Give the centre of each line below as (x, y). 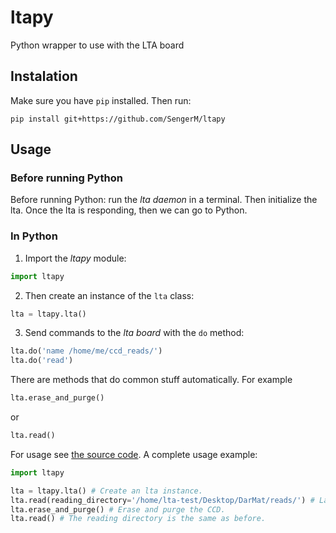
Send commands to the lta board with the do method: (134, 333)
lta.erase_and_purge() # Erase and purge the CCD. (118, 509)
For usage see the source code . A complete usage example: (134, 454)
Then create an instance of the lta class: (109, 295)
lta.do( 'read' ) (42, 361)
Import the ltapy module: (75, 258)
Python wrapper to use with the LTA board (97, 45)
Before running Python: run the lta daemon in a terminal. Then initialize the (164, 200)
